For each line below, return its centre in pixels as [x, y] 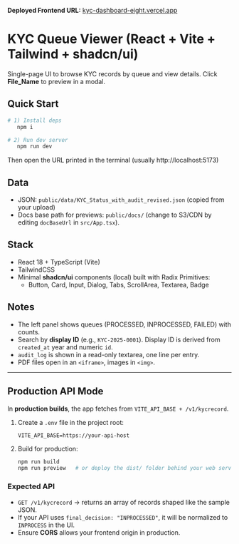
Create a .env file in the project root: [71, 422]
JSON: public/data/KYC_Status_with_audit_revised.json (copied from [121, 200]
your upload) [36, 207]
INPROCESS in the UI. [46, 525]
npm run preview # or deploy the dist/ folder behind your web [116, 468]
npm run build [38, 462]
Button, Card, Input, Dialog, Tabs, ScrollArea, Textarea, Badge [119, 284]
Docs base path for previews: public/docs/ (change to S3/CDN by [115, 215]
